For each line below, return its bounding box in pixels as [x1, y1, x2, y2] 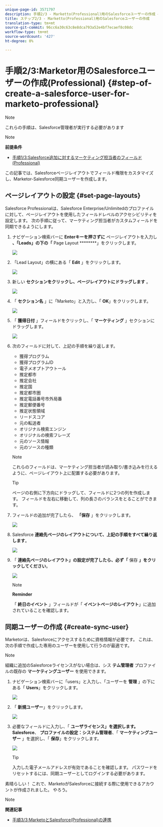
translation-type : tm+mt [5, 20, 55, 26]
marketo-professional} [5, 98, 99, 109]
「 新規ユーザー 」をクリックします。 [12, 704, 86, 710]
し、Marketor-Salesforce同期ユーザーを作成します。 [5, 176, 110, 182]
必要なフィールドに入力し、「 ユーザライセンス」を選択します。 [12, 724, 138, 730]
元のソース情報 [19, 438, 49, 444]
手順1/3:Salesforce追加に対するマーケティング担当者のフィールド [12, 154, 142, 160]
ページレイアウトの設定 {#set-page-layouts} [5, 192, 141, 200]
